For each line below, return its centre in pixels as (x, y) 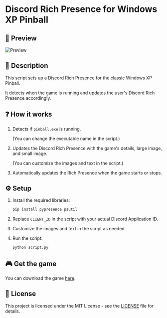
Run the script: (27, 238)
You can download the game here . (40, 278)
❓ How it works (29, 114)
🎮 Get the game (31, 263)
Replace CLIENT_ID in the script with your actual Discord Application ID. (85, 219)
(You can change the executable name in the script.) (66, 139)
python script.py (30, 248)
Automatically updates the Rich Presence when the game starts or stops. (87, 172)
